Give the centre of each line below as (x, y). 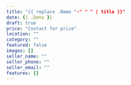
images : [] (20, 51)
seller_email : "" (28, 67)
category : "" (23, 40)
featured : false (27, 45)
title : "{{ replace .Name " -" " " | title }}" (66, 12)
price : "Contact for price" (42, 28)
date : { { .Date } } (29, 17)
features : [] (23, 73)
